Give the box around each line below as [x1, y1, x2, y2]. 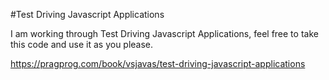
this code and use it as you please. [10, 39, 154, 50]
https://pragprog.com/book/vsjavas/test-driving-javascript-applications [10, 58, 306, 69]
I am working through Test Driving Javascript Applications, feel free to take [10, 28, 319, 39]
